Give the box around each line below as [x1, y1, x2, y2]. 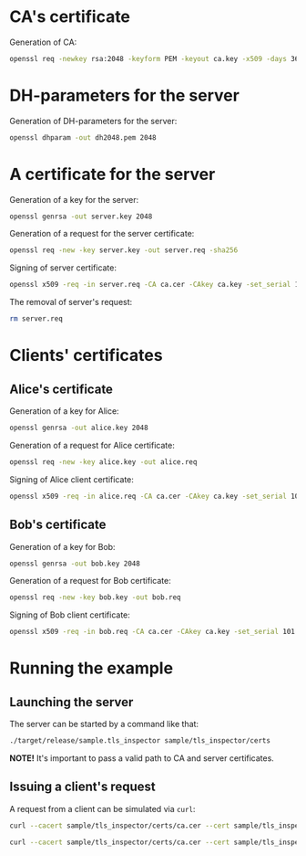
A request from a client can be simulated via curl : [9, 803, 196, 814]
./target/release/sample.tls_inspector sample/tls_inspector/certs [9, 736, 271, 745]
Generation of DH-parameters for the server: [9, 115, 178, 126]
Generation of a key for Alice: [9, 406, 120, 417]
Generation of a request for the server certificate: [9, 228, 195, 239]
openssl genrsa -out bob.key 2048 [9, 559, 141, 568]
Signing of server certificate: [9, 262, 117, 273]
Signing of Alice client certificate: [9, 473, 135, 485]
